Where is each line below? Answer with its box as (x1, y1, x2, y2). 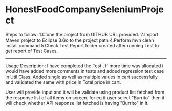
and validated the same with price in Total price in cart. (5, 79, 121, 85)
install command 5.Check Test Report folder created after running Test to (5, 42, 159, 48)
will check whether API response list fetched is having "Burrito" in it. (5, 100, 149, 106)
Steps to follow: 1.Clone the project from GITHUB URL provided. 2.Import (5, 31, 159, 38)
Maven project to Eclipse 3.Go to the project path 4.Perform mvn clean (5, 37, 155, 43)
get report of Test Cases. (5, 48, 58, 54)
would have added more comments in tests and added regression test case (5, 68, 164, 74)
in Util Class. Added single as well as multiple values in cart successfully (5, 73, 158, 80)
